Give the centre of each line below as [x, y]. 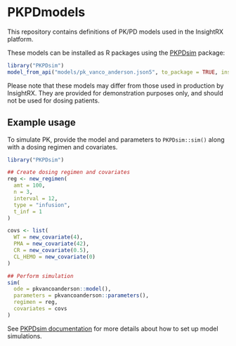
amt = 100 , [29, 186]
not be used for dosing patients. [53, 100]
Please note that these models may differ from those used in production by [116, 86]
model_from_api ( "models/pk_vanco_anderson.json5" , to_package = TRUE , [113, 72]
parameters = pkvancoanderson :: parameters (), [81, 295]
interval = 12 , [36, 198]
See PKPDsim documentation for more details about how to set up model [113, 328]
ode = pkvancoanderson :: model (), [63, 289]
